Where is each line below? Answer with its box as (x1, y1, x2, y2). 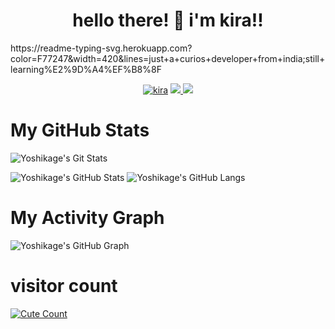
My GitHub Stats (10, 119, 150, 142)
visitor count (10, 275, 118, 297)
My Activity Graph (10, 207, 165, 229)
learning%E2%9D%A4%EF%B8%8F (10, 63, 162, 75)
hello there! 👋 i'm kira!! (72, 9, 264, 32)
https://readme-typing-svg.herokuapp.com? (10, 42, 193, 54)
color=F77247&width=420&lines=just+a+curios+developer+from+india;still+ (10, 52, 326, 64)
